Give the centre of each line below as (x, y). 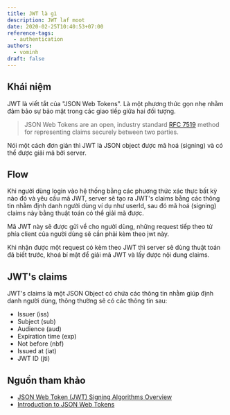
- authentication (38, 40)
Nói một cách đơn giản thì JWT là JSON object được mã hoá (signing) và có (115, 145)
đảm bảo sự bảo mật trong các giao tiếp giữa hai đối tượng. (91, 111)
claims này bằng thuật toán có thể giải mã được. (76, 213)
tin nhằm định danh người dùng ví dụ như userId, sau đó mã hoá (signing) (112, 206)
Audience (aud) (39, 329)
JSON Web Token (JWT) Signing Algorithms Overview (95, 397)
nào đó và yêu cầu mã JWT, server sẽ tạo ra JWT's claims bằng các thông (114, 198)
